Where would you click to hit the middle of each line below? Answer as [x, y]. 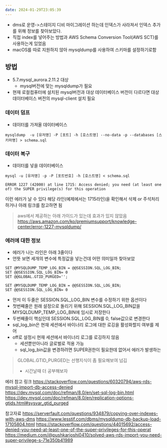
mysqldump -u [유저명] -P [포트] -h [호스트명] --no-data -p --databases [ [82, 135]
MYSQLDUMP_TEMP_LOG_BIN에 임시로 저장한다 [61, 312]
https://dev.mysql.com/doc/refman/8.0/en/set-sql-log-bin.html [70, 393]
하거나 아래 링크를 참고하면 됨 [34, 205]
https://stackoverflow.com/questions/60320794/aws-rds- [92, 382]
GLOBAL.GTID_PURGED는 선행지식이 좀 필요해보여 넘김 [72, 361]
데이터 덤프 [18, 113]
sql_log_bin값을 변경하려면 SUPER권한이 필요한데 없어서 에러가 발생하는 [90, 350]
